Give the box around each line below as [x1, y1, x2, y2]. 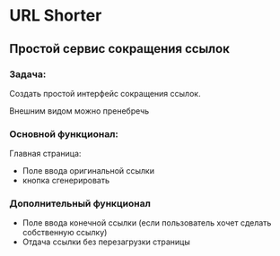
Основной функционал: [9, 127, 119, 140]
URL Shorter [9, 5, 102, 26]
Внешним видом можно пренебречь [9, 105, 150, 116]
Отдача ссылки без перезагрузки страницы [22, 236, 190, 247]
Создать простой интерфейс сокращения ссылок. [9, 88, 201, 98]
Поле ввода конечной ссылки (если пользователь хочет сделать [22, 218, 272, 228]
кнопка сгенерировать [22, 175, 110, 186]
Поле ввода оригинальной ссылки [22, 166, 155, 176]
